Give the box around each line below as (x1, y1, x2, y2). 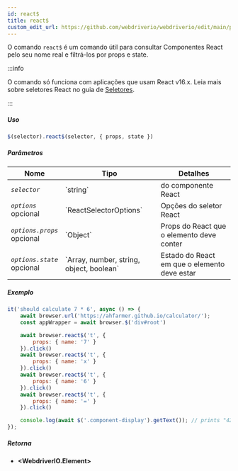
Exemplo (7, 288, 34, 296)
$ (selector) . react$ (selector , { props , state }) (7, 133, 154, 140)
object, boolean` (64, 263, 119, 273)
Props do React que (160, 221, 227, 231)
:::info (7, 64, 24, 73)
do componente (160, 181, 214, 191)
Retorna (7, 438, 32, 447)
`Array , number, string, (64, 255, 140, 265)
